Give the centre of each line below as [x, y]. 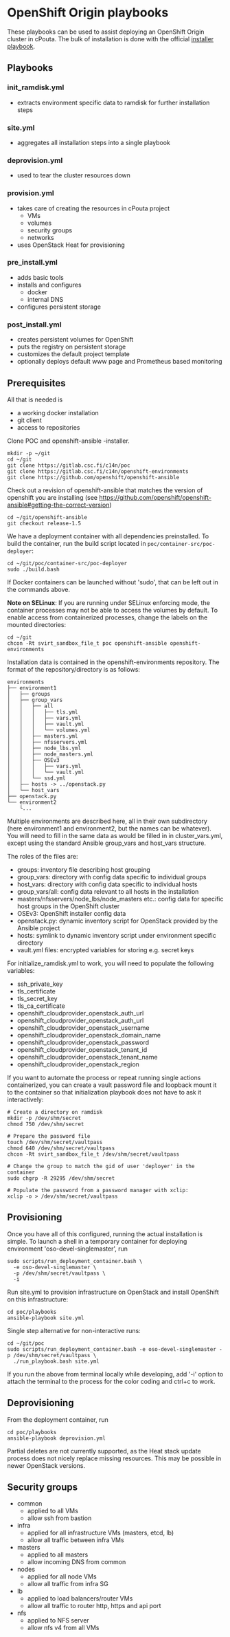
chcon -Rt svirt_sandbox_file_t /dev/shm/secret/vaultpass [93, 1154]
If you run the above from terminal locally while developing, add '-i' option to [115, 1374]
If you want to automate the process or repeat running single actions [104, 1077]
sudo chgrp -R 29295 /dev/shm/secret [61, 1178]
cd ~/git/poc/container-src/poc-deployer [67, 563]
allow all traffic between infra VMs [76, 1540]
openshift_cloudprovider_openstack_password [83, 1042]
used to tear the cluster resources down [73, 175]
